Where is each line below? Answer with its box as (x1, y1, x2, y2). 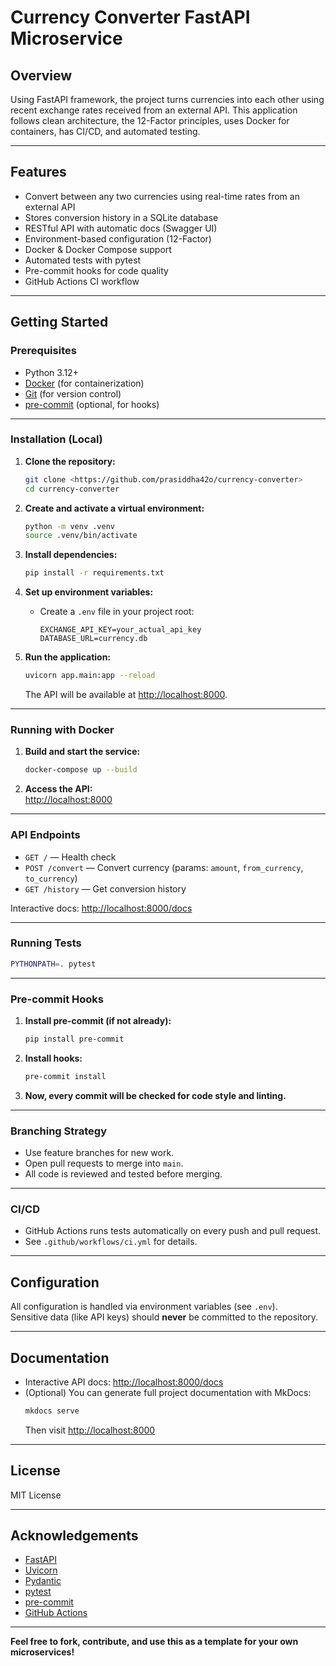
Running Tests (10, 936, 82, 950)
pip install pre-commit (24, 1034, 125, 1044)
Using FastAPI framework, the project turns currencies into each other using (10, 94, 325, 105)
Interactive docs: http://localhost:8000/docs (10, 902, 193, 914)
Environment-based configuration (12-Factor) (24, 232, 212, 245)
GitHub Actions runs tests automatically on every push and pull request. (24, 1225, 322, 1237)
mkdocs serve (24, 1406, 80, 1416)
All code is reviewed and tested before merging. (24, 1168, 223, 1180)
